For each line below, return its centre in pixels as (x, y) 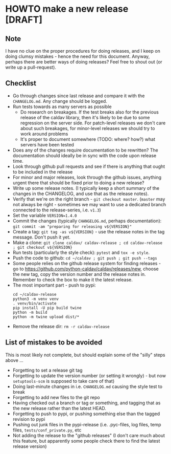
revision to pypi (29, 419)
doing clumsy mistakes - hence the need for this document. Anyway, (78, 56)
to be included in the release (43, 171)
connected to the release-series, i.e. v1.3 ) (57, 210)
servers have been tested (47, 144)
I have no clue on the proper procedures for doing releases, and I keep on (83, 51)
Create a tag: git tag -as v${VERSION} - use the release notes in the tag (89, 231)
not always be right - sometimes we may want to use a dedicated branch (89, 204)
